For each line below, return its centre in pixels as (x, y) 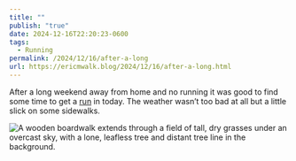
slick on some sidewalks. (55, 111)
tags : (19, 42)
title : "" (27, 17)
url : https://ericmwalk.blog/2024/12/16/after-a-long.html (121, 67)
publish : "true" (39, 26)
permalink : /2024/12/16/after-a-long (79, 58)
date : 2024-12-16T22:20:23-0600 (69, 34)
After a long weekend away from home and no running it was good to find (144, 92)
